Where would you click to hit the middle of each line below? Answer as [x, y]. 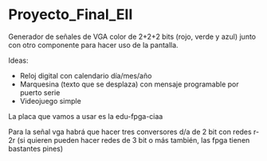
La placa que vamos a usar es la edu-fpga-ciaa [86, 116]
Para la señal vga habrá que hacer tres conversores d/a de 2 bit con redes [130, 132]
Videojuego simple [50, 101]
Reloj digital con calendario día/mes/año [86, 75]
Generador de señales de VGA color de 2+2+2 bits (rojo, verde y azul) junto [132, 36]
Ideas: [18, 60]
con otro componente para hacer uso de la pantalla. [93, 44]
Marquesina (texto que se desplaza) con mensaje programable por [129, 84]
